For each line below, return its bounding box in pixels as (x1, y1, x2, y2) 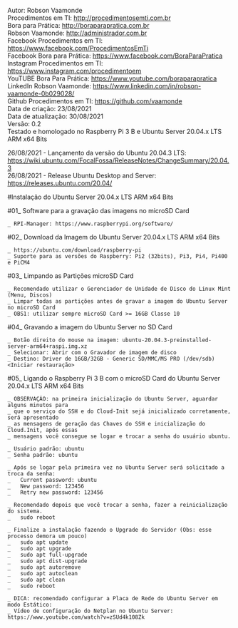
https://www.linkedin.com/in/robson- (92, 82, 202, 90)
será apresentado (7, 414, 59, 421)
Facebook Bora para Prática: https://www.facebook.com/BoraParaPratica (7, 51, 223, 60)
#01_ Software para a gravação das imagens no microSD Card (7, 207, 190, 215)
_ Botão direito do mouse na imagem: (7, 336, 120, 344)
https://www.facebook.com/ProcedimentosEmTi (7, 44, 149, 52)
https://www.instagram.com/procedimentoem (7, 67, 142, 75)
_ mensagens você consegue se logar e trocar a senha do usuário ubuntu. (7, 433, 232, 440)
